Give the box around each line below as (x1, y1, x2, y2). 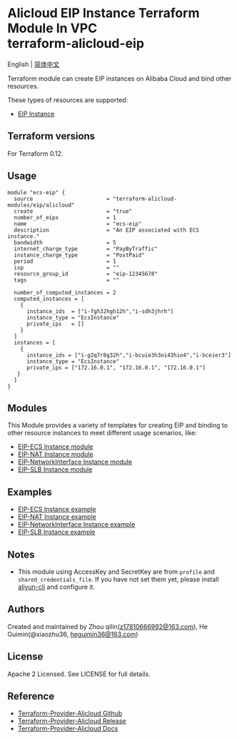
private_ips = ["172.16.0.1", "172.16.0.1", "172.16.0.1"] (26, 364, 205, 371)
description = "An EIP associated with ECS (14, 227, 200, 234)
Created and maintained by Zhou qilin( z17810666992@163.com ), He (7, 622, 208, 630)
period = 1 (14, 257, 116, 265)
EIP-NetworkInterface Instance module (17, 457, 133, 466)
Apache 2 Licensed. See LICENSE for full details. (7, 670, 151, 678)
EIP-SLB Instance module (17, 465, 93, 474)
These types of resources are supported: (7, 95, 128, 104)
